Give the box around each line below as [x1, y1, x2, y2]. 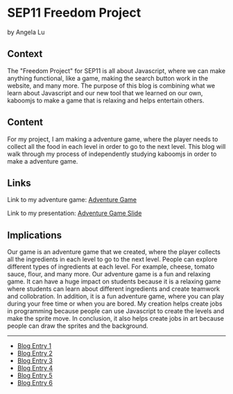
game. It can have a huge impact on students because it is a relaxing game [7, 277, 221, 286]
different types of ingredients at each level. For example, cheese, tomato [7, 262, 215, 271]
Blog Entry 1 [17, 342, 52, 350]
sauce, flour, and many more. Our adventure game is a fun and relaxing [7, 270, 211, 278]
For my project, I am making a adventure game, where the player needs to [7, 134, 218, 143]
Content [7, 116, 44, 128]
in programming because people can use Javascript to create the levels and [7, 307, 225, 315]
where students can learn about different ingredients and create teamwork [7, 285, 221, 293]
